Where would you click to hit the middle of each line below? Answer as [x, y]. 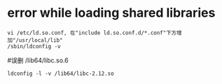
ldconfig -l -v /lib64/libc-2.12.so [61, 73]
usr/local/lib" [41, 40]
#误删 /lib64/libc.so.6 [38, 60]
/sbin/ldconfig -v [34, 46]
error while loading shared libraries [111, 13]
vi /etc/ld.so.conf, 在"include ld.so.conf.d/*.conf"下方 [92, 33]
